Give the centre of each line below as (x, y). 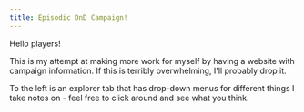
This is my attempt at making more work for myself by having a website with (152, 61)
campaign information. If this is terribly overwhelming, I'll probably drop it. (148, 70)
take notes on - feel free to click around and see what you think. (129, 98)
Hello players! (35, 43)
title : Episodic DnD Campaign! (69, 18)
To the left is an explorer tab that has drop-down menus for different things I (152, 88)
